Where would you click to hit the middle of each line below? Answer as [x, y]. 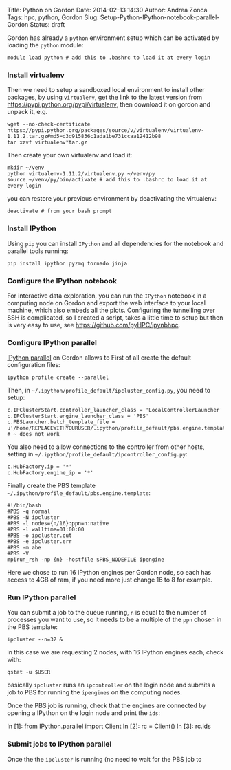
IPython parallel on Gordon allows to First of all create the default [99, 357]
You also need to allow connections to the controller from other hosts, [106, 447]
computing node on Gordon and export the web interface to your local [107, 302]
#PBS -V [18, 554]
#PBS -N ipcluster [33, 518]
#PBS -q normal [29, 511]
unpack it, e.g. [27, 112]
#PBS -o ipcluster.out [40, 536]
